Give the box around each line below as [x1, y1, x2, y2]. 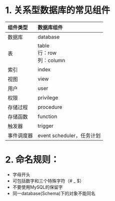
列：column [37, 57, 65, 64]
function [37, 113, 57, 120]
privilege [37, 94, 58, 101]
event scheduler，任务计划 [37, 132, 101, 139]
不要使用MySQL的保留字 [12, 184, 63, 190]
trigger [37, 122, 54, 129]
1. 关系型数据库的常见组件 [5, 5, 110, 16]
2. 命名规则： [5, 154, 59, 165]
